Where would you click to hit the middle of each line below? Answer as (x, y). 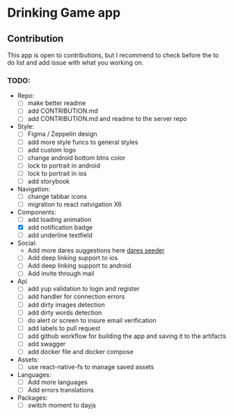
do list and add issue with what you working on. (75, 63)
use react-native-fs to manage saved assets (91, 367)
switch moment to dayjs (62, 406)
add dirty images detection (66, 305)
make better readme (57, 103)
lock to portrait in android (64, 166)
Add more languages (58, 382)
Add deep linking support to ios (73, 258)
